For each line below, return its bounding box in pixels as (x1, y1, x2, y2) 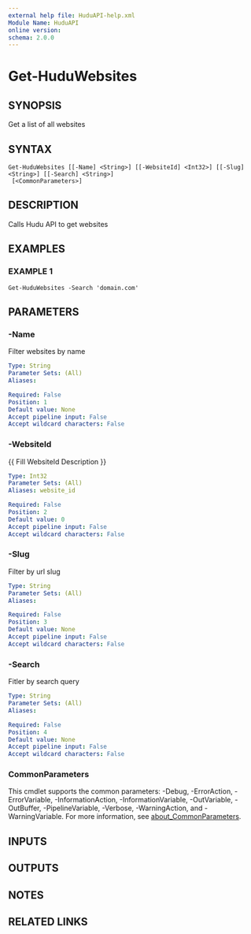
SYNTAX (8, 143, 53, 156)
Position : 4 (8, 728, 47, 736)
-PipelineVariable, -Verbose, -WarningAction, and (42, 803, 203, 813)
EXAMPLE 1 (8, 266, 54, 277)
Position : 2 (8, 508, 47, 516)
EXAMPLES (8, 242, 65, 256)
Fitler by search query (8, 677, 80, 687)
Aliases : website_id (8, 486, 76, 495)
